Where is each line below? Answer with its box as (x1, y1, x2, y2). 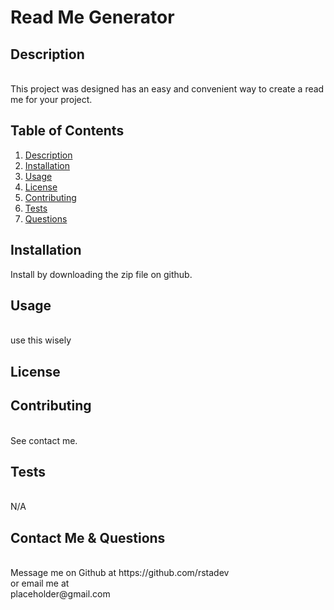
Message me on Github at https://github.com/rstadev (10, 567, 230, 579)
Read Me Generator (10, 6, 175, 29)
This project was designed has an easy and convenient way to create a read (10, 83, 325, 95)
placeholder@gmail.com (10, 588, 111, 600)
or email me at (10, 577, 70, 590)
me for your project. (10, 94, 93, 105)
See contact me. (10, 434, 78, 446)
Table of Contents (10, 122, 125, 140)
